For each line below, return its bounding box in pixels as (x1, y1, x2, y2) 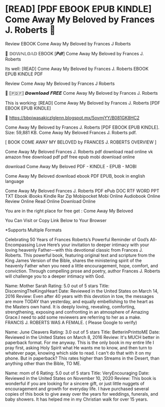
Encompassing (5, 242, 35, 248)
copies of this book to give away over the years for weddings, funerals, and (5, 391, 159, 397)
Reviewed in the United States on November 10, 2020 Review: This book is (5, 375, 157, 381)
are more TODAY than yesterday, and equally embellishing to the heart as (5, 298, 154, 304)
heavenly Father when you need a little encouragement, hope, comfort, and (5, 262, 159, 268)
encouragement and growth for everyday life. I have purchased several (5, 386, 149, 392)
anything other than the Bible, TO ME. (5, 360, 81, 366)
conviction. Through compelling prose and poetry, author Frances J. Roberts (5, 268, 161, 274)
